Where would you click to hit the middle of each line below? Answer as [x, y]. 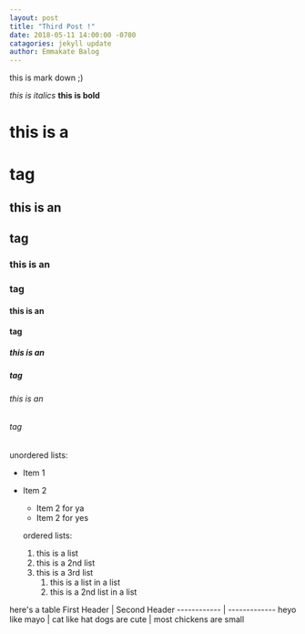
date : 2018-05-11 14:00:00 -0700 [73, 35]
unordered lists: [39, 455]
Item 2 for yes [62, 517]
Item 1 [34, 473]
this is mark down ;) [46, 78]
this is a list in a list [85, 582]
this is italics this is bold [55, 96]
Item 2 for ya [60, 508]
